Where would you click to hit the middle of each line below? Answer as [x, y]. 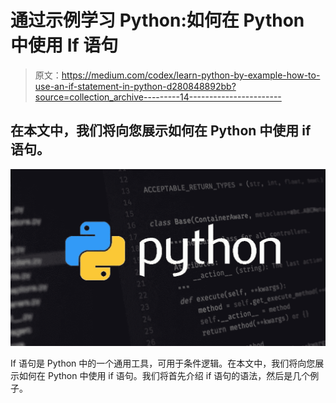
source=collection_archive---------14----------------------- [158, 97]
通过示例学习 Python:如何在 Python [157, 20]
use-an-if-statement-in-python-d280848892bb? [135, 86]
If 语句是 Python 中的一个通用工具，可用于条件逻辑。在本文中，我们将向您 [163, 363]
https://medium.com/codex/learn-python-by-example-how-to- [191, 75]
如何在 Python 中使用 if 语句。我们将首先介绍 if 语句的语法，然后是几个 [164, 375]
